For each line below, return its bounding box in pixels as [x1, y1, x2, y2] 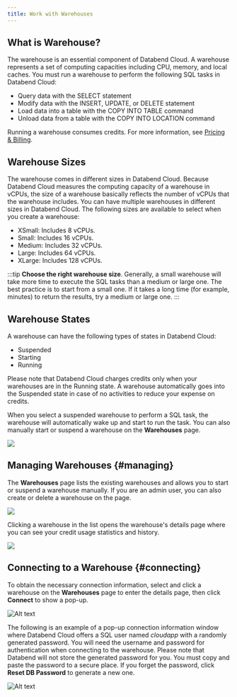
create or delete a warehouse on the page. [7, 493, 132, 501]
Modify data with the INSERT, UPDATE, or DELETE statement [17, 99, 195, 108]
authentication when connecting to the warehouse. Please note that [7, 645, 205, 654]
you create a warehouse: [7, 212, 80, 221]
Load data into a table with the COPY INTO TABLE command [17, 107, 194, 115]
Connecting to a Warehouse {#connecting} [7, 562, 202, 574]
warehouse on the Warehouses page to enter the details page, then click [7, 588, 221, 596]
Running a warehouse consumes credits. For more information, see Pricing [7, 128, 225, 137]
